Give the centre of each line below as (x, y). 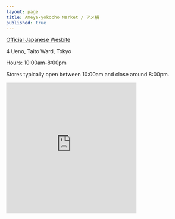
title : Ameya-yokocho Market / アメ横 (53, 17)
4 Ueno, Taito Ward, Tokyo (39, 51)
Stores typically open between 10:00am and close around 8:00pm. (88, 75)
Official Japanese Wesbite (38, 40)
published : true (26, 23)
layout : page (22, 12)
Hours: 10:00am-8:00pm (36, 63)
